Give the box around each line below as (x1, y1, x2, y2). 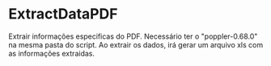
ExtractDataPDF (8, 5, 118, 23)
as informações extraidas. (8, 48, 95, 58)
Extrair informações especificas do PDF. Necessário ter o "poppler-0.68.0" (8, 31, 258, 41)
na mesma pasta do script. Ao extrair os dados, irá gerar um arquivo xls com (8, 39, 264, 49)
